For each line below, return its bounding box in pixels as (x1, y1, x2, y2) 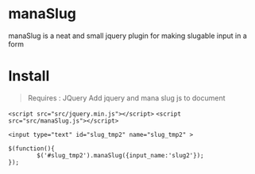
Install (8, 67, 50, 85)
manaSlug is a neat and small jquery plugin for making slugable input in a (8, 31, 248, 40)
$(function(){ (8, 144, 56, 153)
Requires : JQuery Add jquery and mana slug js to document (27, 93, 226, 103)
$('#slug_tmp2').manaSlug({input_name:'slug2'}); (37, 151, 204, 159)
